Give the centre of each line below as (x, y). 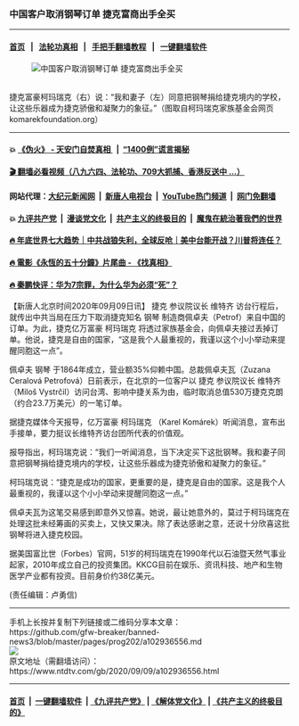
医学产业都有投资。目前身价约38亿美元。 (85, 576)
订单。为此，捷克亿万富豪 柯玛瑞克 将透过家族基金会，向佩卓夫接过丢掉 (140, 328)
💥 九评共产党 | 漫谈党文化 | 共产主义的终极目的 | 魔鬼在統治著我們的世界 (146, 218)
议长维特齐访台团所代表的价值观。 (126, 433)
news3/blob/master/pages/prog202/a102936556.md (106, 642)
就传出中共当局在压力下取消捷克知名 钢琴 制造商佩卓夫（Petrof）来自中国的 (148, 318)
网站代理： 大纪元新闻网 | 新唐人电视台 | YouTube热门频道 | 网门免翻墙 (142, 196)
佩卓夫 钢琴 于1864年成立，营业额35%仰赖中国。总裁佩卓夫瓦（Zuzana (140, 370)
